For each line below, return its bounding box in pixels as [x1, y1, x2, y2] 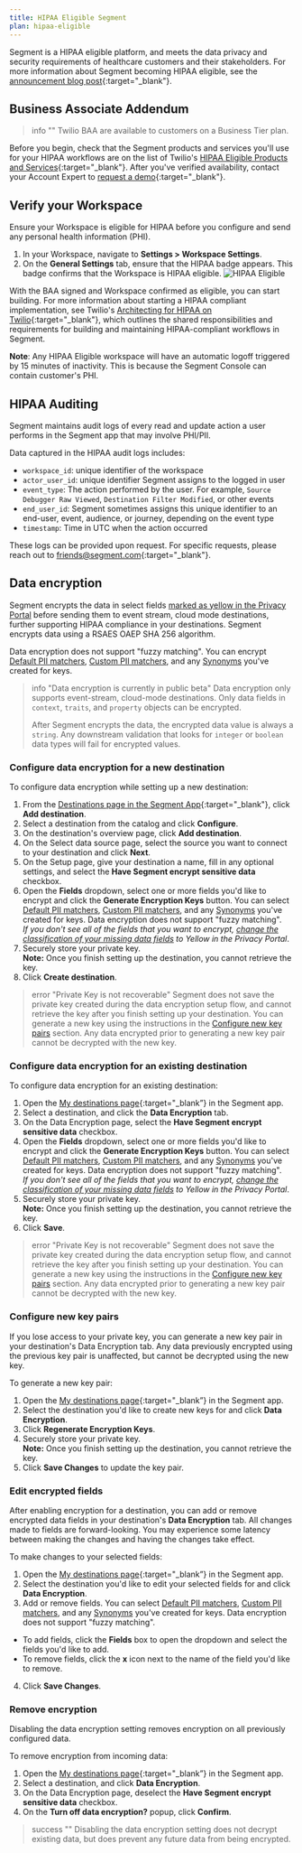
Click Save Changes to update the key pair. [22, 1462, 185, 1473]
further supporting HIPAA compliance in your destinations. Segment [9, 619, 261, 629]
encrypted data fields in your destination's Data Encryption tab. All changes [9, 1514, 293, 1525]
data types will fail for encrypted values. [31, 738, 181, 750]
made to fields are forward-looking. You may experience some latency [9, 1523, 270, 1535]
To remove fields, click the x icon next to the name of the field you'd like [22, 1653, 290, 1664]
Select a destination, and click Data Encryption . [22, 1778, 201, 1789]
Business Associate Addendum [9, 101, 189, 116]
